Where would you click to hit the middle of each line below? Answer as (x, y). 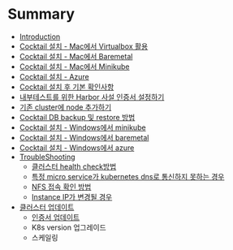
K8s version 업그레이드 (69, 227)
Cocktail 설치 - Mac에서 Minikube (75, 67)
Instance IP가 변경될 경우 (72, 196)
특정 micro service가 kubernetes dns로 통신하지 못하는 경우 (128, 176)
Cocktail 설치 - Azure (54, 76)
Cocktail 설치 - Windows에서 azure (77, 148)
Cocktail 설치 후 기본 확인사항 (67, 87)
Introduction (40, 37)
